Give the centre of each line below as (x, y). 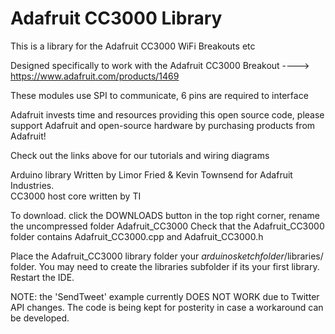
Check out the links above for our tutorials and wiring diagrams (140, 155)
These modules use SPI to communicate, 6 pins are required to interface (159, 95)
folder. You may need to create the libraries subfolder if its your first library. (165, 266)
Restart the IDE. (42, 277)
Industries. (32, 185)
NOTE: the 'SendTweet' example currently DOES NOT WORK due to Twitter (165, 296)
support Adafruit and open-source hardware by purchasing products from (163, 125)
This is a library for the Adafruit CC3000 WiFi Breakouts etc (133, 46)
